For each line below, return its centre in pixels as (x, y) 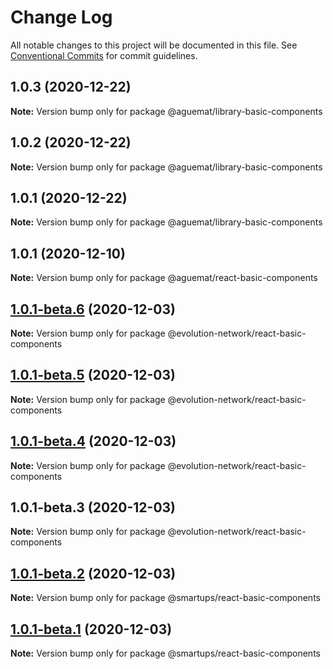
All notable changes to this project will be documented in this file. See (154, 45)
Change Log (61, 17)
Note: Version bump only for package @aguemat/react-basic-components (164, 278)
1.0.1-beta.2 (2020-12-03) (93, 573)
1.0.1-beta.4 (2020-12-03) (93, 441)
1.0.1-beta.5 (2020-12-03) (93, 375)
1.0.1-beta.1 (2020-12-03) (91, 629)
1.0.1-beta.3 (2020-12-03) (93, 507)
